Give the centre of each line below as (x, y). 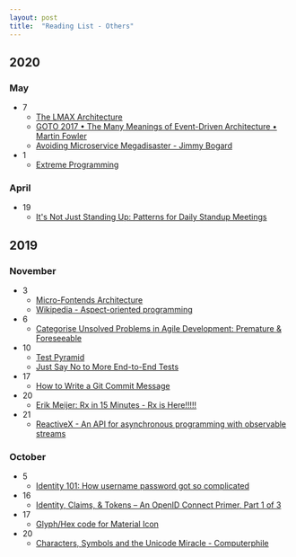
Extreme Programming (77, 165)
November (33, 270)
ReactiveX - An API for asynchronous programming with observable (161, 424)
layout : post (34, 18)
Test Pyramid (60, 358)
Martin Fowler (61, 137)
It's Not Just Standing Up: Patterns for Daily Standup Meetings (151, 217)
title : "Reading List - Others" (72, 26)
